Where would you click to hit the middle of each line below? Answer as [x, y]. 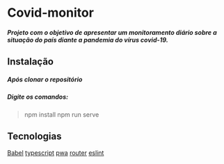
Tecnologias [34, 136]
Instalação [31, 61]
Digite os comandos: [38, 97]
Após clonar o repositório [45, 79]
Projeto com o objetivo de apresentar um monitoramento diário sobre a [112, 32]
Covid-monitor [50, 13]
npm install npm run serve [62, 114]
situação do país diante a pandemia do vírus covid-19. [88, 40]
